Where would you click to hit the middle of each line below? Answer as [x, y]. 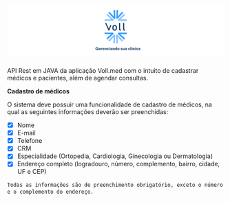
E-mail [26, 133]
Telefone [30, 141]
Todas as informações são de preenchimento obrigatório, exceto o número [115, 185]
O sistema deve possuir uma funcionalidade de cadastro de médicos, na [109, 104]
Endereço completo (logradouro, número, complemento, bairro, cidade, [118, 164]
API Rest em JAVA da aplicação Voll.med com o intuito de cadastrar [103, 71]
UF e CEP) [32, 172]
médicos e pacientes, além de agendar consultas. [78, 78]
